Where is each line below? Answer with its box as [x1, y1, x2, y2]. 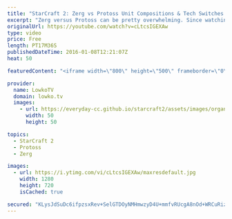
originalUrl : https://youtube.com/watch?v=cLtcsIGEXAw [7, 23, 168, 30]
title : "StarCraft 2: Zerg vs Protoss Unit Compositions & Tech [7, 10, 196, 17]
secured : [7, 201, 32, 208]
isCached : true [19, 188, 64, 196]
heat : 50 [7, 55, 32, 62]
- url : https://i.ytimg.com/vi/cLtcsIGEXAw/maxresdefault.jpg [13, 169, 196, 176]
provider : [7, 80, 36, 87]
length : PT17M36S [7, 42, 57, 49]
